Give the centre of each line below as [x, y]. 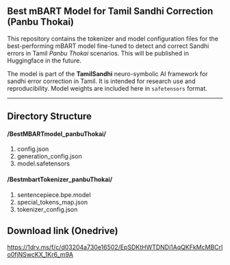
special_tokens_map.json [52, 202]
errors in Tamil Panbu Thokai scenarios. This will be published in [98, 53]
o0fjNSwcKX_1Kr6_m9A [40, 255]
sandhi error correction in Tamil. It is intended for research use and [101, 81]
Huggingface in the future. [44, 60]
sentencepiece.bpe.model [54, 194]
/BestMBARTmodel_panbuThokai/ [57, 134]
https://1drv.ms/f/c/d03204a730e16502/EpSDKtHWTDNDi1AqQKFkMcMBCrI [115, 247]
